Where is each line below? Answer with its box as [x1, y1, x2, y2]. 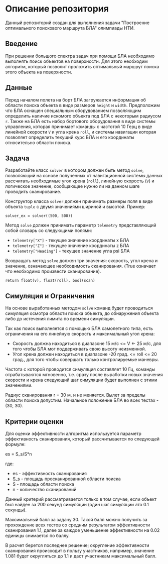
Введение [5, 40, 38, 48]
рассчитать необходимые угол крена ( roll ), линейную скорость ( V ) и [5, 178, 154, 184]
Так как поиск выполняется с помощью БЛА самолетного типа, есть [5, 325, 153, 331]
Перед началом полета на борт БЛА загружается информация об [5, 96, 146, 103]
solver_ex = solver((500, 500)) [5, 213, 73, 218]
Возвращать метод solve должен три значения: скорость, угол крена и [5, 258, 158, 264]
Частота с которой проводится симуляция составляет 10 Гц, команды [5, 366, 155, 372]
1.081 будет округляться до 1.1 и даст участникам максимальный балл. [5, 553, 157, 559]
